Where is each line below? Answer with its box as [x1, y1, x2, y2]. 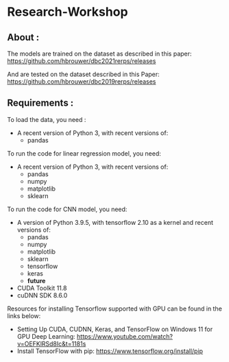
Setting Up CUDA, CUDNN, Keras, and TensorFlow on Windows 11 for [16, 325, 213, 333]
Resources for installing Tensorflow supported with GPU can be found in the [7, 304, 223, 313]
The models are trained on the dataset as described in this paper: [7, 49, 192, 58]
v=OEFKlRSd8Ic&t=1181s [16, 339, 86, 348]
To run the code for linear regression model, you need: [7, 149, 161, 158]
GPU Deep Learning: [16, 332, 75, 340]
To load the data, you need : [7, 115, 86, 123]
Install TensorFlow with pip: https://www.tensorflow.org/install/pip [16, 347, 204, 355]
